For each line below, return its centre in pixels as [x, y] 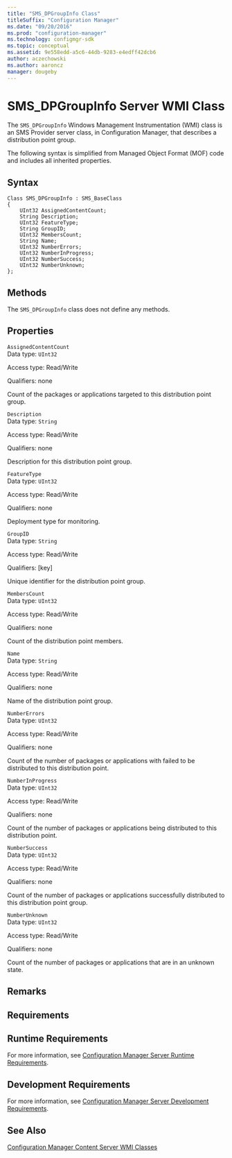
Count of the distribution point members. [65, 641]
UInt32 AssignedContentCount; [63, 211]
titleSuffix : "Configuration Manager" [63, 20]
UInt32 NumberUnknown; [52, 265]
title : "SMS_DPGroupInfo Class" [54, 14]
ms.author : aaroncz [35, 65]
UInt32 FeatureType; [49, 223]
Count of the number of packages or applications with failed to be [101, 760]
